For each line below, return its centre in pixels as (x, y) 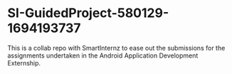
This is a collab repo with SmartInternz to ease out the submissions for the (116, 48)
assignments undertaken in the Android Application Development (103, 55)
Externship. (24, 63)
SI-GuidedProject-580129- (88, 13)
